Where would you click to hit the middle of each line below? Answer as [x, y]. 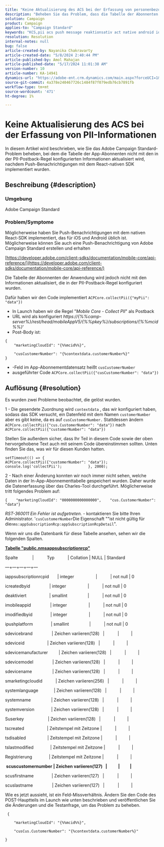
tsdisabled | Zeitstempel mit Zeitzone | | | [68, 738]
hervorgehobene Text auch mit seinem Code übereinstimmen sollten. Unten [81, 444]
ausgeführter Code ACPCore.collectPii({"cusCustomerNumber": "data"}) [85, 373]
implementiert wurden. [28, 169]
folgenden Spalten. [24, 539]
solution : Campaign [25, 19]
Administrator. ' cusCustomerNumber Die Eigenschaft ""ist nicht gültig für [75, 518]
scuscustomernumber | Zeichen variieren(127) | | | [69, 766]
